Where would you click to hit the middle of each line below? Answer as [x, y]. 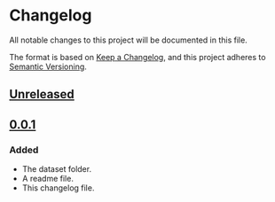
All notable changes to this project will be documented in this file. [129, 40]
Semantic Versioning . [48, 66]
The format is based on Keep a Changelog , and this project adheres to [137, 57]
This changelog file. [58, 188]
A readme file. [47, 179]
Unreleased [42, 94]
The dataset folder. [56, 169]
